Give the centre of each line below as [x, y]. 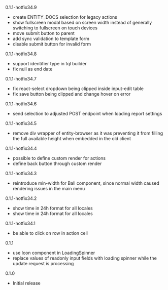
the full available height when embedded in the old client [72, 138]
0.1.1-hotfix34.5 [21, 123]
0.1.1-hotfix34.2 [21, 198]
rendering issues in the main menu [49, 189]
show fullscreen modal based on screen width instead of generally [82, 23]
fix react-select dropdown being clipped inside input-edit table [78, 89]
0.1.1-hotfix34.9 [21, 7]
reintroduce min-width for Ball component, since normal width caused [86, 183]
